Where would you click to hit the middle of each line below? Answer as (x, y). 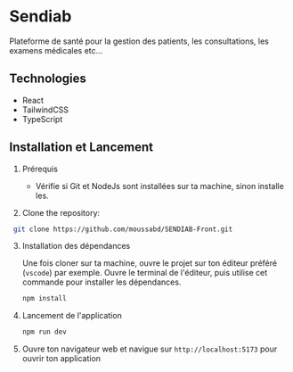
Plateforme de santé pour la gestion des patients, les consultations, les (139, 41)
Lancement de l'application (72, 316)
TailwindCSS (45, 110)
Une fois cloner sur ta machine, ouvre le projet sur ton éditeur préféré (150, 263)
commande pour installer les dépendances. (102, 282)
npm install (44, 299)
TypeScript (42, 119)
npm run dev (44, 332)
